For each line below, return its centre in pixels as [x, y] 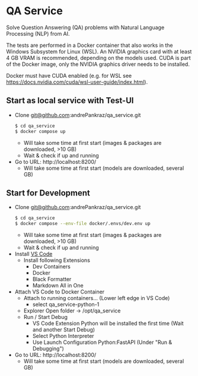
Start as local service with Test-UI [70, 101]
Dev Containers [52, 267]
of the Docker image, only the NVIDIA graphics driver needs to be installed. [98, 64]
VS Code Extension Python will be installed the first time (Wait [108, 323]
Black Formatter [52, 279]
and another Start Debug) [64, 330]
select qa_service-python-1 [66, 305]
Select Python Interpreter [63, 336]
